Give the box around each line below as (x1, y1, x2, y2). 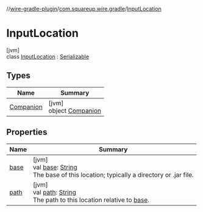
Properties (6, 127, 48, 137)
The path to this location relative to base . (32, 196, 149, 204)
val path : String (32, 188, 76, 196)
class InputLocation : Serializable (6, 53, 90, 60)
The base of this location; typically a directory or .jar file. (32, 170, 194, 179)
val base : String (32, 163, 77, 171)
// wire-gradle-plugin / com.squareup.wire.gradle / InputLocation (6, 5, 162, 12)
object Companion (48, 106, 102, 115)
